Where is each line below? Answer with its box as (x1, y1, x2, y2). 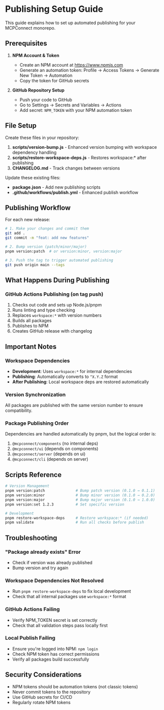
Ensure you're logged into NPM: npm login (12, 645, 98, 651)
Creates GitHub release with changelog (12, 328, 93, 334)
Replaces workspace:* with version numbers (12, 312, 102, 318)
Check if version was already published (12, 559, 93, 565)
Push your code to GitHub (19, 97, 72, 102)
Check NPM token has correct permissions (12, 651, 99, 657)
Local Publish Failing (5, 635, 56, 642)
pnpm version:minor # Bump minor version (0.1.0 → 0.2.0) (5, 493, 155, 498)
